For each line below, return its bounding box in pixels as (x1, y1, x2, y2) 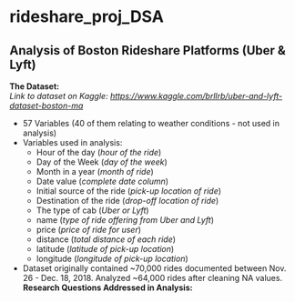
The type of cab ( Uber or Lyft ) (36, 205, 149, 216)
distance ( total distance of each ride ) (36, 234, 176, 245)
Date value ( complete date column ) (36, 176, 169, 186)
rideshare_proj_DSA (9, 6, 164, 27)
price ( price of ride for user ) (36, 225, 142, 235)
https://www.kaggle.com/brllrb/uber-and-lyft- (109, 91, 283, 101)
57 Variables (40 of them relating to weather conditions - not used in (22, 118, 280, 128)
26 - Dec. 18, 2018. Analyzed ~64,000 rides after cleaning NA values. (22, 273, 283, 283)
